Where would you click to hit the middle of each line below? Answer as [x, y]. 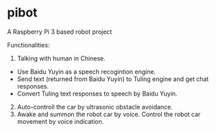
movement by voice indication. [60, 121]
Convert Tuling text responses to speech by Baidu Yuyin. [97, 93]
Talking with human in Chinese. [61, 58]
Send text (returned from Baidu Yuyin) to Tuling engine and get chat [113, 79]
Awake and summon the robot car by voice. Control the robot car [109, 114]
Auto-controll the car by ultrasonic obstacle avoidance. [95, 107]
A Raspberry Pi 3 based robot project [60, 32]
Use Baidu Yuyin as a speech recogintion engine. [86, 71]
